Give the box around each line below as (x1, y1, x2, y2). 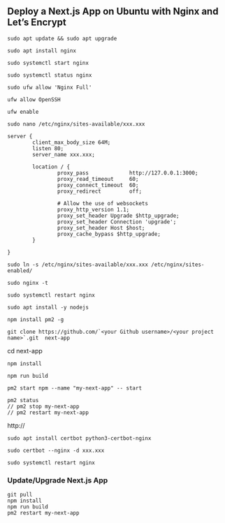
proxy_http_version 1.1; (57, 206, 130, 213)
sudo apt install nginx (7, 47, 77, 54)
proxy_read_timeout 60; (57, 175, 139, 182)
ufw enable (7, 108, 39, 115)
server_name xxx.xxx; (32, 151, 96, 158)
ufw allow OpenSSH (7, 96, 61, 103)
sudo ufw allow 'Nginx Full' (7, 84, 92, 91)
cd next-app (7, 346, 43, 355)
